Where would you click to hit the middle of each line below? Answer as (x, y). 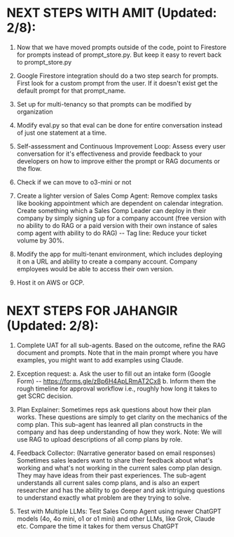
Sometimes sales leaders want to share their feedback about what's (115, 460)
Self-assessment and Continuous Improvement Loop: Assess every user (121, 146)
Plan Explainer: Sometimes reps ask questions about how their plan (114, 409)
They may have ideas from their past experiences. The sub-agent (111, 475)
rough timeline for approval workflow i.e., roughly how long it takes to (117, 388)
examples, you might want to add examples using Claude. (100, 360)
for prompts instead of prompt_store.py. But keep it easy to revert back (119, 55)
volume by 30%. (40, 240)
